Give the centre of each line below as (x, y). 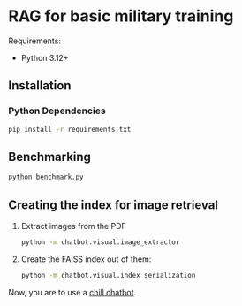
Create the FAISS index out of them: (86, 259)
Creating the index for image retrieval (113, 205)
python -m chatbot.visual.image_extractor (100, 242)
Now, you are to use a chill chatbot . (72, 292)
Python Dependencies (57, 111)
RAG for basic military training (121, 16)
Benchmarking (50, 157)
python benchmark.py (46, 177)
